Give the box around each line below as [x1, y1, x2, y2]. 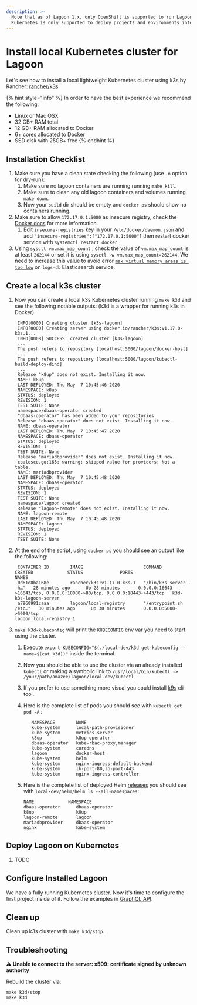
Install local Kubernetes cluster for [6, 45, 178, 58]
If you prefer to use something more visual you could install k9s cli [23, 684, 184, 691]
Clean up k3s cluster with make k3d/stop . [6, 928, 105, 935]
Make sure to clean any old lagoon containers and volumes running [23, 189, 186, 196]
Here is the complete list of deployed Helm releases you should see [23, 781, 186, 788]
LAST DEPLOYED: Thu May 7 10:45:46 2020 [17, 382, 120, 388]
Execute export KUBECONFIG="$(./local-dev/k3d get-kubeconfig [23, 644, 179, 651]
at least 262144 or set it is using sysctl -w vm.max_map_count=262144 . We [14, 251, 189, 258]
